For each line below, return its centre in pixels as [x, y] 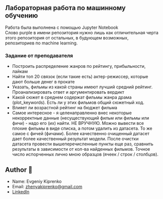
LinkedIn [21, 192]
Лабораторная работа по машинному [65, 8]
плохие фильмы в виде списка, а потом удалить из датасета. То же [82, 128]
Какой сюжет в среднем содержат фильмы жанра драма [72, 98]
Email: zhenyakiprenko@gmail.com [47, 186]
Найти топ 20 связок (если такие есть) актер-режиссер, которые [80, 77]
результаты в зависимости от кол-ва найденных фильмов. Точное [81, 149]
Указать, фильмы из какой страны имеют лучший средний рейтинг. [82, 87]
